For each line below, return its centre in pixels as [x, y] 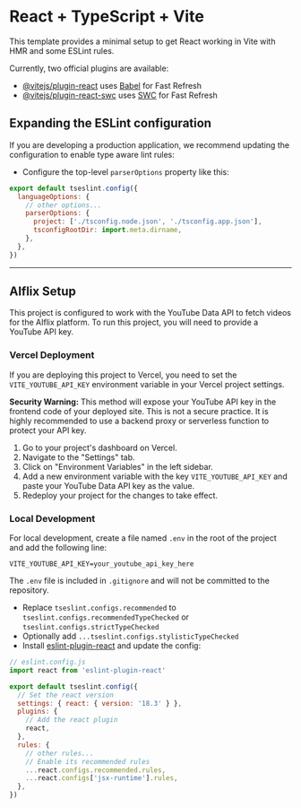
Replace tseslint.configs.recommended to [99, 608]
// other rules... [60, 753]
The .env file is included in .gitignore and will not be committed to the [140, 581]
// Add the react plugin [72, 720]
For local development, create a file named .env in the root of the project [143, 538]
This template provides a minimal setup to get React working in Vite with [142, 41]
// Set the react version [66, 695]
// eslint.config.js [48, 662]
